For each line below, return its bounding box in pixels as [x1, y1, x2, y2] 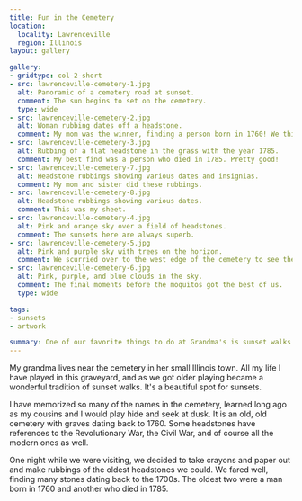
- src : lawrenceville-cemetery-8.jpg [9, 188, 151, 198]
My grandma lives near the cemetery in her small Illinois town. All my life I [9, 362, 281, 373]
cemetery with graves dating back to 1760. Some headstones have [9, 418, 256, 429]
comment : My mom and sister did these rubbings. [17, 180, 203, 189]
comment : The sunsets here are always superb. [17, 230, 195, 239]
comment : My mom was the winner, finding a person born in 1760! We [17, 130, 280, 139]
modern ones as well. [9, 437, 89, 448]
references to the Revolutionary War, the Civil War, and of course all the [9, 428, 274, 439]
